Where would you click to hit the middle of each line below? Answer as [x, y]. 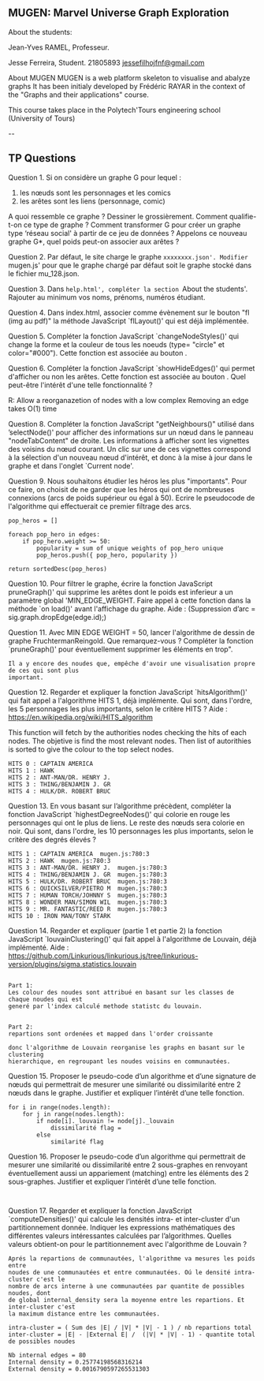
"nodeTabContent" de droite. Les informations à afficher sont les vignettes [129, 440]
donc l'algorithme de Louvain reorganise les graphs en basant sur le [126, 1047]
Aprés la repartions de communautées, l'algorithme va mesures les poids [132, 1258]
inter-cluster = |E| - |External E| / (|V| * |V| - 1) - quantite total [132, 1334]
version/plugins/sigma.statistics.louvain [73, 964]
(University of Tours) [42, 118]
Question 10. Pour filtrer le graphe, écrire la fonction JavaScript [110, 584]
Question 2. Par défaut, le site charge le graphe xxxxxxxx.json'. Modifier [128, 256]
